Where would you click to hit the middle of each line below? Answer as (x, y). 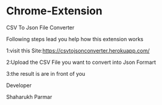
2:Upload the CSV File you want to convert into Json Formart (81, 62)
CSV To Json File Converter (40, 27)
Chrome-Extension (54, 11)
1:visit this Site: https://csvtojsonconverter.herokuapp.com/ (78, 50)
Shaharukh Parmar (29, 97)
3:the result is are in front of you (46, 73)
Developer (19, 85)
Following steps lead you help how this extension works (75, 39)
